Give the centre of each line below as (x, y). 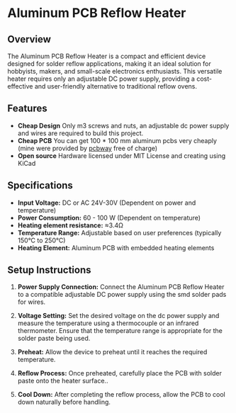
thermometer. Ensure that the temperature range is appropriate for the (120, 331)
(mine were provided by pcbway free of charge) (88, 148)
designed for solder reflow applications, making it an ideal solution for (109, 64)
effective (20, 86)
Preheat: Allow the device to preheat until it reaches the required (112, 352)
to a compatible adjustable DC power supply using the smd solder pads (122, 295)
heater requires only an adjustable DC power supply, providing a (101, 79)
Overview (29, 39)
